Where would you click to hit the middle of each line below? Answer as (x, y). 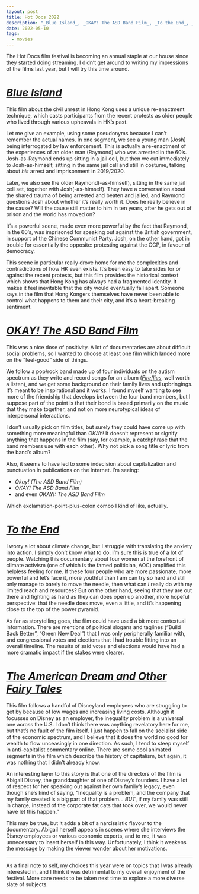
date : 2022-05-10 (28, 28)
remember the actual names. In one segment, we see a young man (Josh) (96, 140)
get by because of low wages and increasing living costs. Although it (90, 712)
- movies (22, 39)
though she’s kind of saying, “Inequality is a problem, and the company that (98, 792)
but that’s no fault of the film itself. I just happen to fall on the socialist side (97, 731)
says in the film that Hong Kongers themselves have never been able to (93, 294)
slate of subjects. (27, 884)
